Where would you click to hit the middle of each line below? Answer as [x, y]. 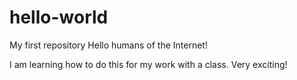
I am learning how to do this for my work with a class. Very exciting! [148, 64]
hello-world [59, 17]
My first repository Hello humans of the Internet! [108, 45]
